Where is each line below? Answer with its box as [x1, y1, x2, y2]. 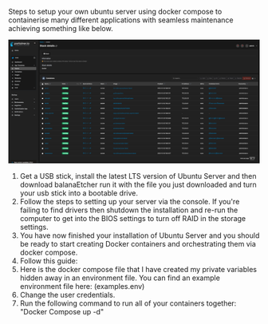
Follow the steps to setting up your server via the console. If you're [19, 196, 240, 206]
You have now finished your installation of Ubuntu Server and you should [19, 231, 260, 240]
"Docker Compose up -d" [19, 306, 104, 316]
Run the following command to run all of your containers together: [19, 298, 237, 308]
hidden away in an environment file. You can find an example [19, 273, 221, 283]
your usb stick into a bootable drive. [19, 188, 138, 198]
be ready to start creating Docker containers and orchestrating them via [19, 239, 257, 248]
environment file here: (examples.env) [19, 281, 145, 290]
